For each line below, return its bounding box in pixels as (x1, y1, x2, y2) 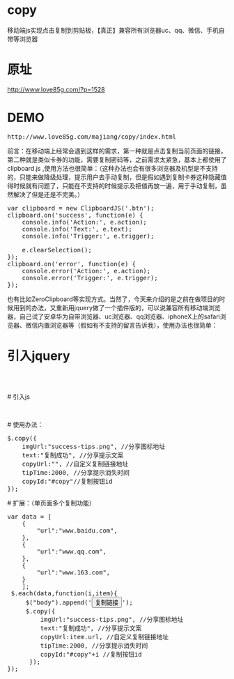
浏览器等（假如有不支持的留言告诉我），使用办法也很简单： (49, 321, 218, 329)
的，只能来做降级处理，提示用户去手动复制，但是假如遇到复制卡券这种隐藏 (7, 173, 221, 181)
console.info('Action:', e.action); (22, 218, 148, 226)
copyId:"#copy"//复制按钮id (22, 477, 113, 485)
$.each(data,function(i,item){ (10, 589, 118, 597)
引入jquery (7, 348, 71, 364)
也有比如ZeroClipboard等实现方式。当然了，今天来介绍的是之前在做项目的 (7, 295, 219, 303)
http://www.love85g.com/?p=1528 (7, 85, 106, 93)
